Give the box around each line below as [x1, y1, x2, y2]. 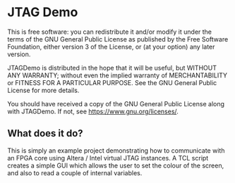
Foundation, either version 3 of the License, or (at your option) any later [7, 42, 215, 51]
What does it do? [7, 127, 83, 139]
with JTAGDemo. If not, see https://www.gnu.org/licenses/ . [7, 107, 179, 115]
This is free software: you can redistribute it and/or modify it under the [7, 27, 212, 36]
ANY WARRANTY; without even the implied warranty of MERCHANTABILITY [7, 71, 228, 80]
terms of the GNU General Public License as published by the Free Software [7, 34, 229, 43]
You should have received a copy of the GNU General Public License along [7, 99, 224, 108]
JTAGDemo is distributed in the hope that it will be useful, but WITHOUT [7, 63, 217, 72]
